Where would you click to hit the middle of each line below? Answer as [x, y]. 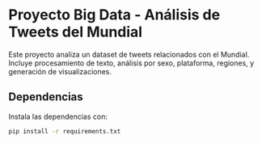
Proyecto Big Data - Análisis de [114, 15]
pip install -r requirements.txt [65, 131]
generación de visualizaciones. [60, 71]
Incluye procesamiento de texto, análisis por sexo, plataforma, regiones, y [131, 63]
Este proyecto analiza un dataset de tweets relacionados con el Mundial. [129, 54]
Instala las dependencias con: [58, 116]
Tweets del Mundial [76, 32]
